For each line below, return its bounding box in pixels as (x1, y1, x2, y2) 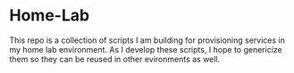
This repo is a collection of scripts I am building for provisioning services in (9, 35, 286, 45)
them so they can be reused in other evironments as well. (9, 53, 221, 64)
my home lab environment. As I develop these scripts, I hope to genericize (9, 44, 283, 54)
